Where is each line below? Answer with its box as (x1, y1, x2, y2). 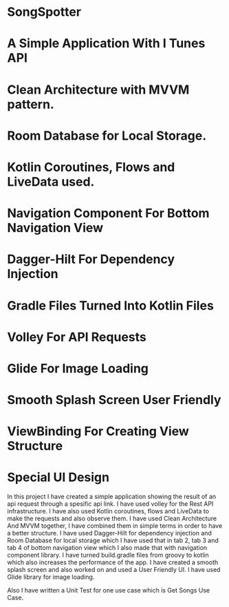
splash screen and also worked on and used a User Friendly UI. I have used (7, 566, 221, 574)
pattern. (7, 96, 55, 112)
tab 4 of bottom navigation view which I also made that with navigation (7, 544, 208, 552)
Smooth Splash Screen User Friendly (7, 392, 221, 408)
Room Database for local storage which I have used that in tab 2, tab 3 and (7, 536, 219, 544)
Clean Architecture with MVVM (7, 82, 190, 97)
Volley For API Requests (7, 329, 146, 345)
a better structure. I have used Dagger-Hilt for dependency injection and (7, 529, 212, 537)
